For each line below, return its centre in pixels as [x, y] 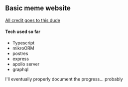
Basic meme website [38, 8]
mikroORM [23, 48]
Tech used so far [23, 31]
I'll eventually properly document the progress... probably [64, 79]
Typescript [23, 43]
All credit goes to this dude [33, 20]
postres [20, 53]
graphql [20, 69]
